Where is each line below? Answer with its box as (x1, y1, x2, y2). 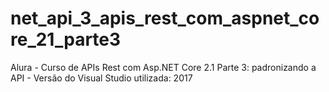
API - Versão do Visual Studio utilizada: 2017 (10, 72, 193, 84)
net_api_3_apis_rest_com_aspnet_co (10, 7, 320, 30)
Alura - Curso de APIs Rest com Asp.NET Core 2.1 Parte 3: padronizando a (10, 61, 317, 73)
